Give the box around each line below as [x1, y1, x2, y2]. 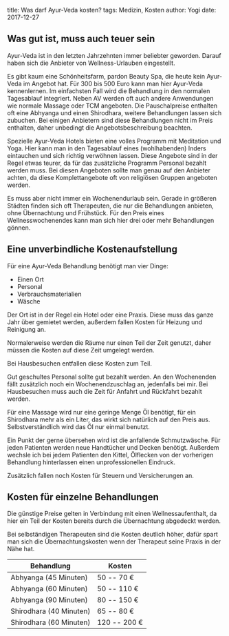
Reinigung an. [7, 325, 46, 333]
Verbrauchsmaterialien [17, 290, 82, 298]
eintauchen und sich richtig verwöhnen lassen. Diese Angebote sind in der [7, 151, 218, 159]
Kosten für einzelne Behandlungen [7, 491, 160, 503]
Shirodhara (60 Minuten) [10, 617, 91, 627]
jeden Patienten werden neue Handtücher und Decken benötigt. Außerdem [7, 443, 219, 451]
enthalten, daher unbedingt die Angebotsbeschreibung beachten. [7, 123, 193, 132]
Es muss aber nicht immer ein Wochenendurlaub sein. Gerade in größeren [7, 194, 217, 202]
